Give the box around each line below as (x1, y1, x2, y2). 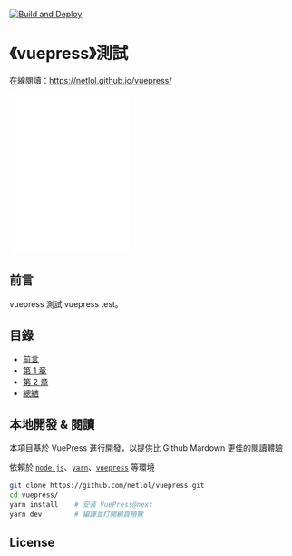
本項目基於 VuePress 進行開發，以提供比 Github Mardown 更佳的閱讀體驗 (9, 442, 284, 453)
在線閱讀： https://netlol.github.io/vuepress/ (9, 74, 172, 85)
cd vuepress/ (9, 491, 59, 500)
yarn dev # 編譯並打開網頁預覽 (9, 510, 143, 519)
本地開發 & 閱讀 (9, 416, 95, 432)
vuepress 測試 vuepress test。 (9, 298, 124, 309)
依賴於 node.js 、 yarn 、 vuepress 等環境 (9, 462, 155, 472)
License (9, 535, 55, 551)
